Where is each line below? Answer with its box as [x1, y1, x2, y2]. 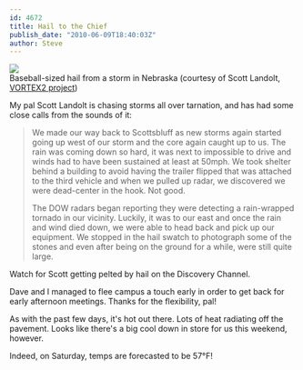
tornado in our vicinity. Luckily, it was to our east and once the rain [31, 213, 282, 224]
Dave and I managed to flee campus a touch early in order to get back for [9, 286, 285, 297]
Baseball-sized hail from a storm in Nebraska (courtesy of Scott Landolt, [9, 73, 280, 84]
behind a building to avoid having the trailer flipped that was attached [31, 165, 292, 177]
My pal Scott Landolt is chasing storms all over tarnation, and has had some [9, 100, 294, 111]
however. [9, 333, 44, 344]
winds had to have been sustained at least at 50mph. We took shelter [31, 156, 291, 167]
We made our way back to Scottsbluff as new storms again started [31, 127, 282, 138]
